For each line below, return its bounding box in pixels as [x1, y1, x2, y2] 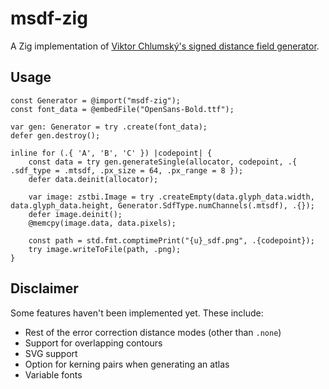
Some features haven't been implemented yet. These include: [10, 307, 264, 319]
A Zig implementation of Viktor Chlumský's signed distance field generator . [10, 40, 320, 52]
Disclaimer [10, 280, 79, 297]
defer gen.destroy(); [10, 130, 101, 141]
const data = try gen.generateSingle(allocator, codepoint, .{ [28, 157, 298, 167]
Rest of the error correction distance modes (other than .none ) [24, 326, 282, 338]
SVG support [24, 347, 78, 359]
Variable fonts [24, 368, 83, 381]
